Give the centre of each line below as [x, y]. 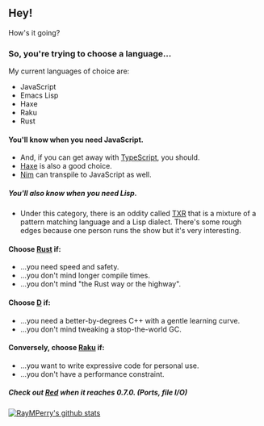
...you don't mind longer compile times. [85, 276]
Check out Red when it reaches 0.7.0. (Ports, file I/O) [98, 393]
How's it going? [34, 32]
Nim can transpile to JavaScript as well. [86, 175]
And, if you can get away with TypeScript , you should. [110, 157]
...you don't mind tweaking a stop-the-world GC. [101, 329]
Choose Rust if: [35, 248]
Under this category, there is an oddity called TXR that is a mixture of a [138, 214]
